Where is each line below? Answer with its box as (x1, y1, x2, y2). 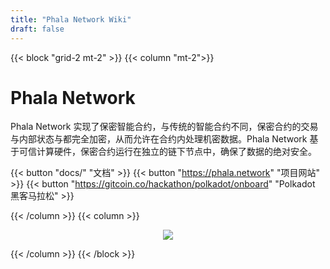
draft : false (10, 24, 65, 34)
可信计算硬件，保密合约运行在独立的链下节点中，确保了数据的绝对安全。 (18, 146, 317, 158)
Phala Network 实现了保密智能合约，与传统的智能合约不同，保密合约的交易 (10, 121, 319, 133)
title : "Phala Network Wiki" (10, 14, 132, 25)
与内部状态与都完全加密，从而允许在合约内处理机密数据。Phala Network (10, 133, 308, 145)
